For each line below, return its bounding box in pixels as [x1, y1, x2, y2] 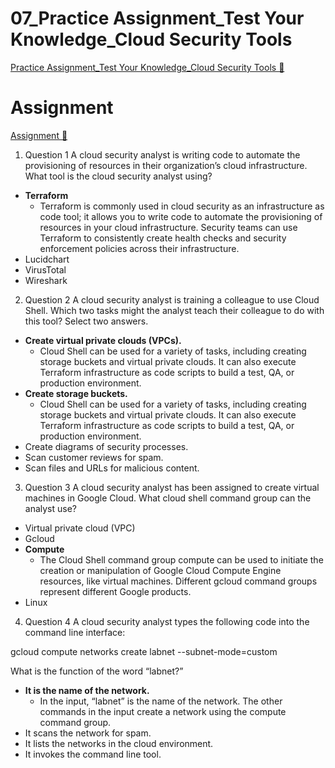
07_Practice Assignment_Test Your [10, 7, 305, 30]
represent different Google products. [39, 585, 192, 597]
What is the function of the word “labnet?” [10, 665, 184, 677]
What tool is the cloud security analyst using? [24, 170, 213, 182]
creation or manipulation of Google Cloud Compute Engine [39, 564, 282, 576]
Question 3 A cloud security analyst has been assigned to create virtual [24, 481, 320, 493]
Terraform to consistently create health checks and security [39, 232, 287, 244]
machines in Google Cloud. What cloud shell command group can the [24, 492, 312, 504]
